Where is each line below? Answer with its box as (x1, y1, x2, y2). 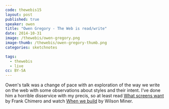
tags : (5, 54, 17, 59)
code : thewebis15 (5, 7, 42, 13)
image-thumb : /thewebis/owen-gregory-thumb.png (5, 40, 107, 45)
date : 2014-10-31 (5, 31, 42, 36)
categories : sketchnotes (5, 45, 58, 50)
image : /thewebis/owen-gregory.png (5, 36, 80, 41)
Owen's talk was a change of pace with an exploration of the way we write (5, 82, 160, 88)
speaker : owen (5, 21, 35, 27)
